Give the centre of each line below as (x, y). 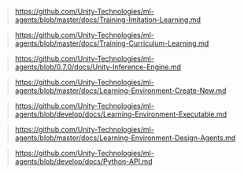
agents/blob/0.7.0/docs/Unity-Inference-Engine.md (98, 67)
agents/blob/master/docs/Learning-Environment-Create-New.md (120, 91)
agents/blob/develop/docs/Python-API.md (83, 161)
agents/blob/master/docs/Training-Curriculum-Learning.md (112, 43)
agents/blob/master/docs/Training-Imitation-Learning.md (108, 20)
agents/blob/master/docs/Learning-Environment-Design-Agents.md (125, 138)
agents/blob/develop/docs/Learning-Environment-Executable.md (121, 114)
